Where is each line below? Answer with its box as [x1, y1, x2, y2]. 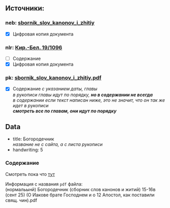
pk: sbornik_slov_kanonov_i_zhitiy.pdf [5, 74, 102, 81]
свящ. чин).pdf [5, 197, 37, 203]
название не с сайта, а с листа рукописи [12, 141, 103, 147]
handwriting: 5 [12, 147, 43, 153]
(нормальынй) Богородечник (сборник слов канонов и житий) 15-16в [5, 186, 156, 192]
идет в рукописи [12, 102, 49, 108]
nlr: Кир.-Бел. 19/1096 [5, 44, 63, 51]
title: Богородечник [12, 136, 54, 142]
